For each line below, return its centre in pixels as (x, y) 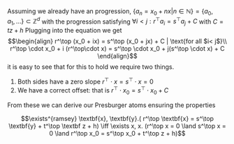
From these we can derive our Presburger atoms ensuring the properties (111, 105)
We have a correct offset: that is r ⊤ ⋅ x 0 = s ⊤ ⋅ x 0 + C (93, 90)
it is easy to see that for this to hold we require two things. (91, 67)
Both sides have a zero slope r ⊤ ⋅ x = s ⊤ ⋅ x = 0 (85, 81)
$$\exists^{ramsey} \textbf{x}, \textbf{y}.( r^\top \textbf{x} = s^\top (117, 119)
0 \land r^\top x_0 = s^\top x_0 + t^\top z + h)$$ (117, 134)
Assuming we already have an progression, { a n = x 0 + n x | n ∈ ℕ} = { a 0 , (110, 12)
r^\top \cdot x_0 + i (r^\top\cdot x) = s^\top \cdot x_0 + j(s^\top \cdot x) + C (117, 49)
